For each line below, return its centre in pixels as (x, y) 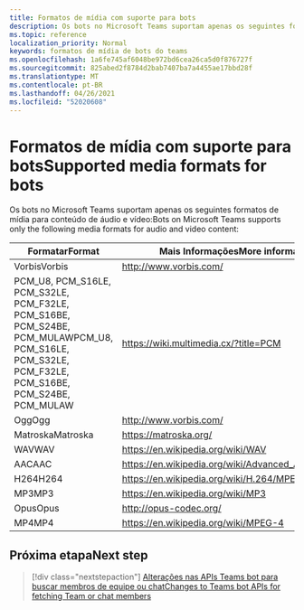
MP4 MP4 (34, 523)
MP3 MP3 (34, 493)
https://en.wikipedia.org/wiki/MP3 (194, 493)
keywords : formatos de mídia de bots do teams (99, 52)
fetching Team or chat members (91, 596)
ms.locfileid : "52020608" (58, 102)
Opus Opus (37, 509)
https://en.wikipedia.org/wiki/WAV (194, 450)
